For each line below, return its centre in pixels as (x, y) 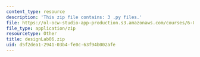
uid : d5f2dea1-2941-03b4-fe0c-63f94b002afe (61, 45)
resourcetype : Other (32, 34)
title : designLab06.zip (36, 39)
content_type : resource (36, 12)
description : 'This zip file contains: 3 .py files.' (74, 17)
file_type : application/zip (41, 28)
